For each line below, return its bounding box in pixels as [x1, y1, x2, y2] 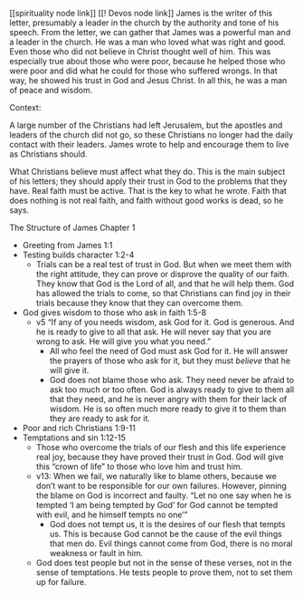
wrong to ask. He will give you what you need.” [35, 336, 211, 347]
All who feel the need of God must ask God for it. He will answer [49, 346, 289, 356]
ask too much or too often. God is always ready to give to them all [49, 384, 295, 395]
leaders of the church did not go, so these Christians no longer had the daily [9, 130, 294, 139]
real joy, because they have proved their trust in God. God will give [35, 452, 284, 462]
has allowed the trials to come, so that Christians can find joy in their [35, 288, 291, 298]
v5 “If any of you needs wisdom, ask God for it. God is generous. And [35, 317, 295, 327]
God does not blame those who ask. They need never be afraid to [49, 375, 295, 385]
